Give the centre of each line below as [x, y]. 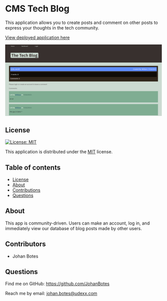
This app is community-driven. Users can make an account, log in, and [78, 223]
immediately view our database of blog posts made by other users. [74, 228]
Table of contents [33, 167]
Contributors [26, 244]
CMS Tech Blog [37, 9]
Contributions [26, 190]
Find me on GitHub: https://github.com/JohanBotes [57, 284]
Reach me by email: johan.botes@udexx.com [51, 294]
